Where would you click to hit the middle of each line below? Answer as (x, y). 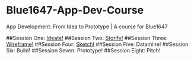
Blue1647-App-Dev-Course (75, 10)
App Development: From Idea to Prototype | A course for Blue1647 (87, 26)
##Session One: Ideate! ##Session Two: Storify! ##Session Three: (87, 38)
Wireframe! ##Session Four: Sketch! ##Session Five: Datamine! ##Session (97, 44)
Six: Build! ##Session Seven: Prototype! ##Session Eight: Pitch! (83, 50)
